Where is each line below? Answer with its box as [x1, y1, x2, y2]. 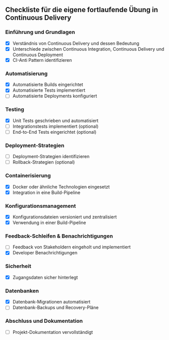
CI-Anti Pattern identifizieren [12, 57, 72, 63]
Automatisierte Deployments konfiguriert [12, 93, 97, 99]
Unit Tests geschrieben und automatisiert [12, 118, 99, 124]
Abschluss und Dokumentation [5, 318, 83, 325]
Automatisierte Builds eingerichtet [12, 82, 83, 88]
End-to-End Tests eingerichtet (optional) [12, 129, 97, 135]
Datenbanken [5, 287, 39, 294]
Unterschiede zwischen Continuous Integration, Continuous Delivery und [12, 46, 164, 52]
